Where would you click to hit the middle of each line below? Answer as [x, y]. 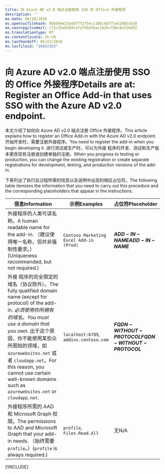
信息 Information [33, 204]
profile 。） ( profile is [32, 448]
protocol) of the [26, 303]
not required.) [23, 267]
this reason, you [26, 367]
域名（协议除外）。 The [33, 284]
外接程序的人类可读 [30, 213]
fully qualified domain [32, 291]
